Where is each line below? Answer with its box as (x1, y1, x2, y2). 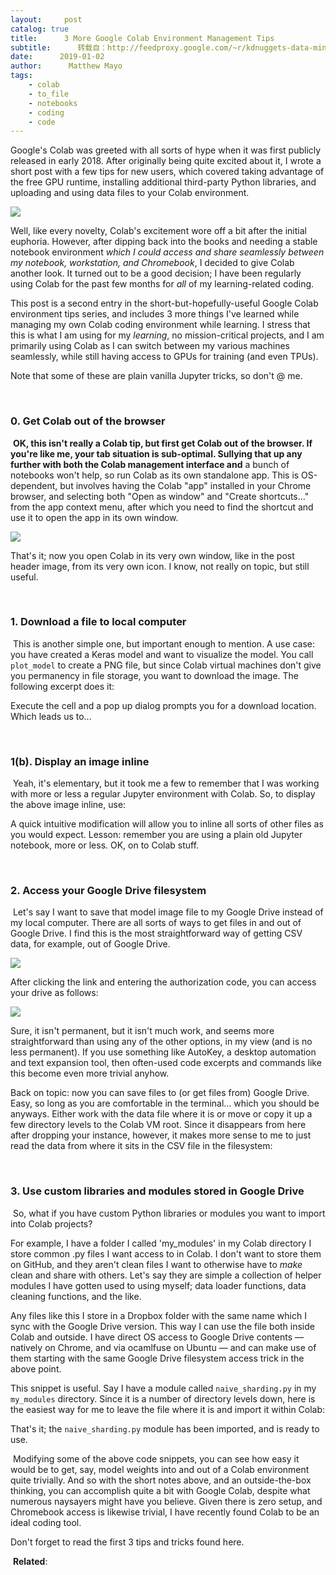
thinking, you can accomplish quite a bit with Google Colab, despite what (10, 1484, 311, 1496)
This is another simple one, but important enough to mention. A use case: (12, 637, 316, 650)
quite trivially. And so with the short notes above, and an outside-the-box (10, 1474, 312, 1486)
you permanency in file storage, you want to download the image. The (10, 669, 300, 681)
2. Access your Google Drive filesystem (10, 884, 207, 898)
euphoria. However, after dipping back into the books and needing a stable (10, 236, 318, 248)
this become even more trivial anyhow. (10, 1067, 170, 1080)
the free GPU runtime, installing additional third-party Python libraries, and (10, 176, 317, 188)
